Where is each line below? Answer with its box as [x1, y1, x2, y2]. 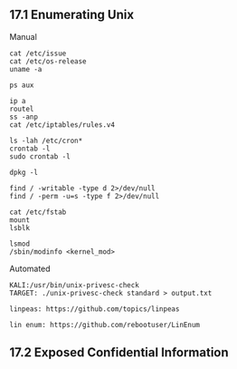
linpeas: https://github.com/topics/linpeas [9, 304, 180, 314]
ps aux [9, 81, 34, 90]
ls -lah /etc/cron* [9, 136, 83, 145]
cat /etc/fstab [9, 208, 67, 217]
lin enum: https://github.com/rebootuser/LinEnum [9, 320, 201, 329]
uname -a [9, 64, 43, 73]
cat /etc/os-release [9, 56, 88, 66]
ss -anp [9, 112, 39, 121]
